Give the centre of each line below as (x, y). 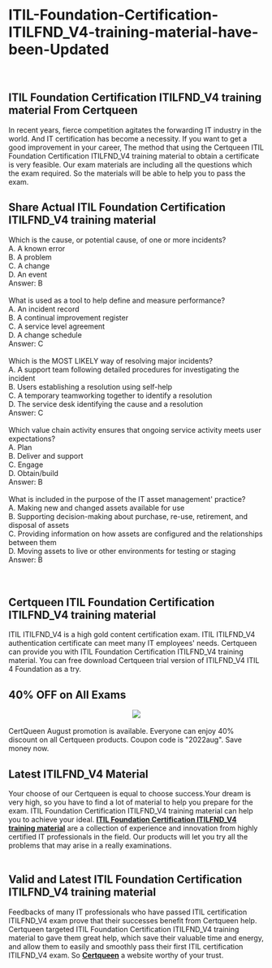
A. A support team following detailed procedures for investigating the (124, 369)
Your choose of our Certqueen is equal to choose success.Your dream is (130, 794)
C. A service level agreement (57, 326)
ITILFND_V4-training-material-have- (134, 32)
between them (32, 542)
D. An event (28, 274)
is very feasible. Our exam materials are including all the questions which (130, 164)
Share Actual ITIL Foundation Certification (117, 208)
